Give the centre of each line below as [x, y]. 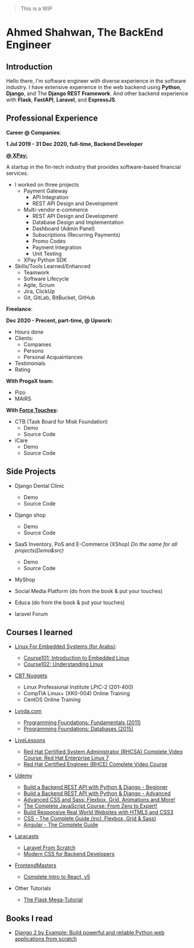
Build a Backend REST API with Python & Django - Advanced [97, 793]
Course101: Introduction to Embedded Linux [76, 658]
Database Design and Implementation [78, 222]
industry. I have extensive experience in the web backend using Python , [94, 87]
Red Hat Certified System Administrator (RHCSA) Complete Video [103, 752]
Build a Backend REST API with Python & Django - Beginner [96, 787]
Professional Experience [52, 118]
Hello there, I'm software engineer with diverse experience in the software [96, 81]
